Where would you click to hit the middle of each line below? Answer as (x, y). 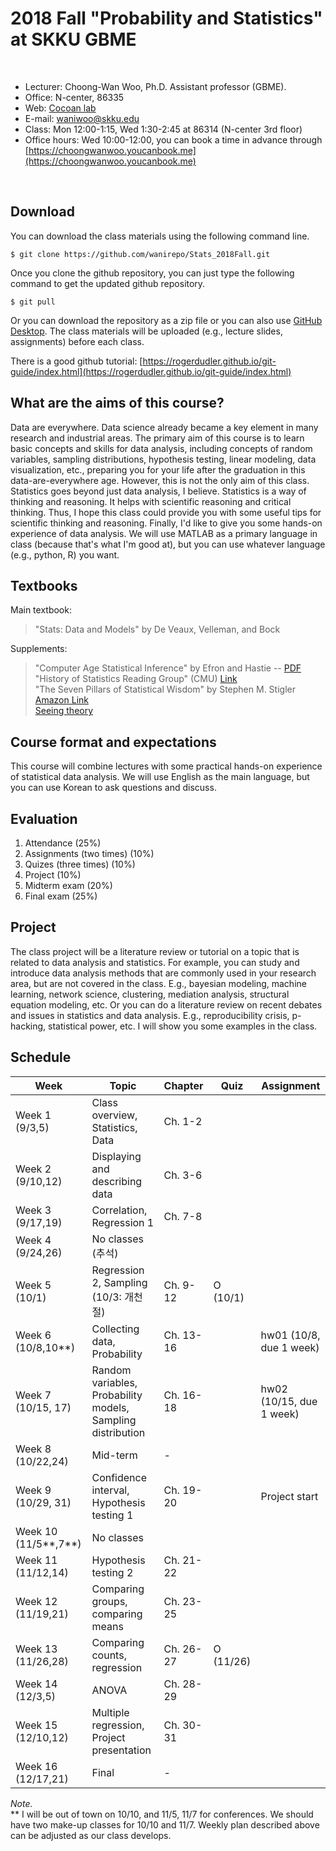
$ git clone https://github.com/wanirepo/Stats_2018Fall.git (140, 254)
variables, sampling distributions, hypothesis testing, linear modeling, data (163, 459)
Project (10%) (53, 875)
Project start (289, 1496)
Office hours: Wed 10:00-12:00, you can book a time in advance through (173, 139)
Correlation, (119, 1210)
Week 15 (36, 1725)
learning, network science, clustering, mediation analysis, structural (150, 994)
